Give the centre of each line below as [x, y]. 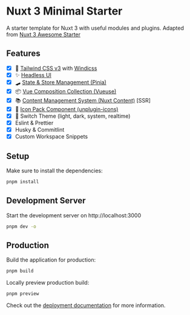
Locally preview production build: [48, 283]
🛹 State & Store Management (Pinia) [61, 82]
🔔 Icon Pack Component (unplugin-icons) [67, 109]
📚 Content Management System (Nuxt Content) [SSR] [83, 100]
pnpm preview [23, 294]
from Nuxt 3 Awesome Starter [43, 34]
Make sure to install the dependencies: [54, 171]
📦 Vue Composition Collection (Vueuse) [66, 91]
